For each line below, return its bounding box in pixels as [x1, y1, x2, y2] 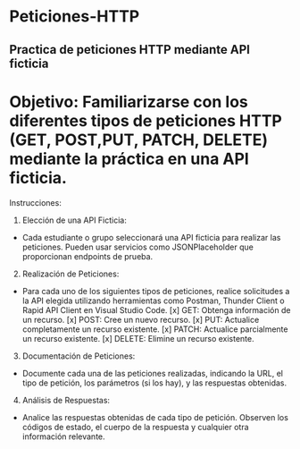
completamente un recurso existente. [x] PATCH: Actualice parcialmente [21, 324, 288, 335]
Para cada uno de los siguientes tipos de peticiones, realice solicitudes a [21, 285, 290, 296]
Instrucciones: [9, 197, 62, 208]
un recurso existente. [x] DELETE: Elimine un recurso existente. [21, 333, 254, 343]
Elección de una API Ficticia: [21, 215, 127, 225]
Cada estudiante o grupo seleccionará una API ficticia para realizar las [21, 232, 281, 242]
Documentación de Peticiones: [21, 351, 136, 361]
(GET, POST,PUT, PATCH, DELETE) [9, 130, 268, 149]
